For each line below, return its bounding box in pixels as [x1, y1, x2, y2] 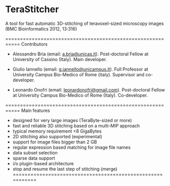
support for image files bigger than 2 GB [12, 139, 97, 145]
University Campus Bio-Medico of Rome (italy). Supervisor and [12, 71, 145, 77]
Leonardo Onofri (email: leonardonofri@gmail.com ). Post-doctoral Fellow [12, 86, 165, 92]
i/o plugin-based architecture [12, 160, 74, 166]
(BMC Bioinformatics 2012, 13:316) [5, 25, 77, 32]
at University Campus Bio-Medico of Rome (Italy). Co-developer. [12, 92, 148, 98]
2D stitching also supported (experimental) [12, 133, 103, 139]
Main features [21, 107, 50, 113]
